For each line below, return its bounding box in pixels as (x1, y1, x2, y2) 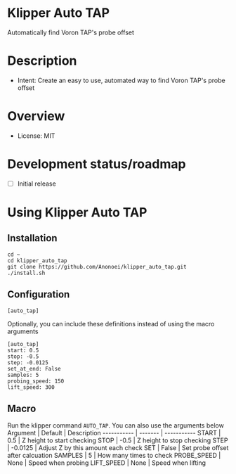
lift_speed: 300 (7, 383, 55, 391)
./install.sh (7, 269, 46, 276)
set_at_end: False (7, 365, 61, 372)
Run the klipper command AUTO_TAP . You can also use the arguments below (7, 421, 225, 430)
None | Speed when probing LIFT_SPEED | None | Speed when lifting (7, 459, 206, 467)
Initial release (17, 179, 56, 188)
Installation (7, 232, 58, 244)
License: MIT (17, 132, 55, 140)
